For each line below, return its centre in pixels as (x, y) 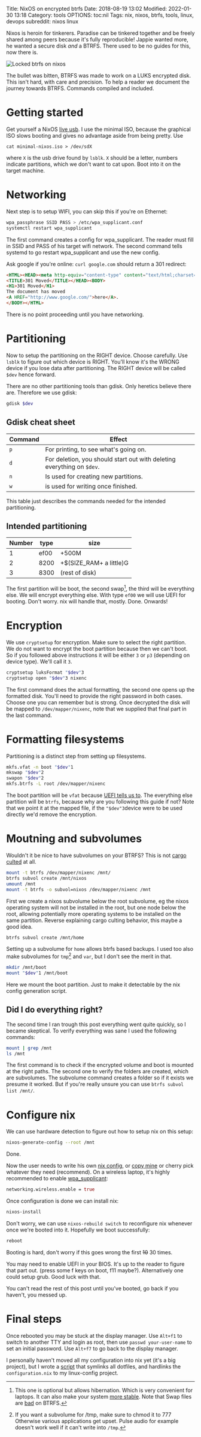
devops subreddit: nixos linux (42, 21)
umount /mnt (21, 884)
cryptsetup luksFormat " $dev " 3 (45, 673)
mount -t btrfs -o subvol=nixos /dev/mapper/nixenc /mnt (79, 889)
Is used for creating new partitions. (94, 476)
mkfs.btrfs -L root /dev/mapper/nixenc (56, 784)
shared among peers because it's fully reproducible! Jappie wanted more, (97, 39)
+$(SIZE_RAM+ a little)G (94, 563)
